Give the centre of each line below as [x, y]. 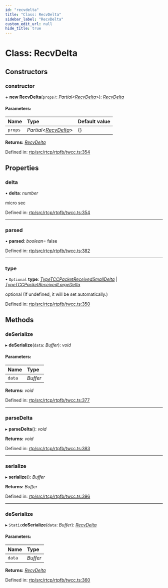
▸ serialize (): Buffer [25, 477]
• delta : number [22, 193]
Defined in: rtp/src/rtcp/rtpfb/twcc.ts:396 [48, 496]
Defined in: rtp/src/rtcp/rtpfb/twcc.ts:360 [48, 580]
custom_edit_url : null [29, 24]
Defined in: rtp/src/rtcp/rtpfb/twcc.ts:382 [48, 251]
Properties [22, 168]
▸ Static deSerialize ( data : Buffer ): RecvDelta [51, 525]
